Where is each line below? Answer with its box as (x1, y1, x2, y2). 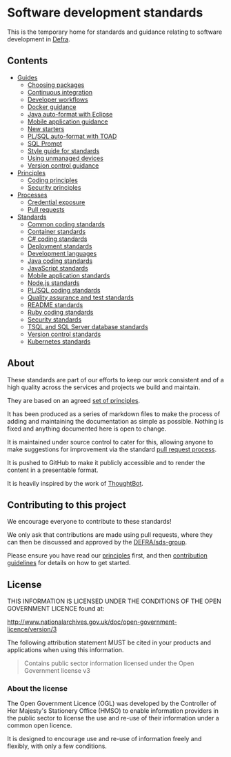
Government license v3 (23, 667, 91, 675)
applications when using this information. (7, 646, 124, 654)
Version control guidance (27, 161, 99, 170)
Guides (17, 73, 38, 81)
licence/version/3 (7, 625, 57, 633)
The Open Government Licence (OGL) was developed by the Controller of (7, 699, 217, 708)
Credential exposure (27, 198, 86, 206)
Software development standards (7, 5, 203, 21)
